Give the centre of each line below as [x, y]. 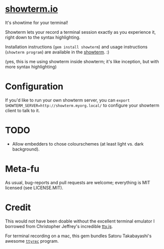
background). [26, 149]
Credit [18, 207]
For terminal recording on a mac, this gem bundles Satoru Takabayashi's [78, 236]
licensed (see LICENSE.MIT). [34, 188]
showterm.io [31, 9]
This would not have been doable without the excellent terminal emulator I [80, 221]
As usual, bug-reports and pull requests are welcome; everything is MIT [78, 182]
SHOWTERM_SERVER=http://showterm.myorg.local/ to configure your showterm [82, 105]
